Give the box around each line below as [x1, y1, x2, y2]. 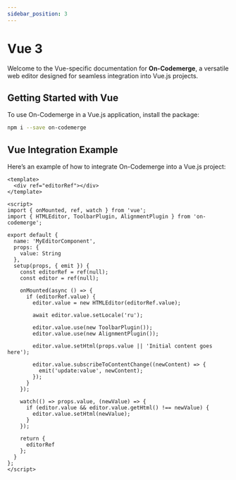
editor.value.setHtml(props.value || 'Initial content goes [32, 343, 213, 350]
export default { [7, 232, 58, 239]
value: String [20, 250, 61, 257]
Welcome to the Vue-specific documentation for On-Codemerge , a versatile [7, 64, 229, 73]
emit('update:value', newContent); [38, 367, 143, 374]
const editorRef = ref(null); [20, 269, 109, 276]
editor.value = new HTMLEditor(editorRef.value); [32, 300, 181, 307]
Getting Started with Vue [7, 92, 118, 104]
